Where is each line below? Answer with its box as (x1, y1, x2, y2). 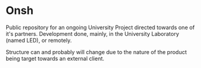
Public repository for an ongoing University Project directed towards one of (5, 24, 195, 31)
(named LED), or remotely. (5, 36, 72, 44)
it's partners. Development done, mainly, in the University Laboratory (5, 30, 180, 37)
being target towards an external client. (5, 55, 104, 62)
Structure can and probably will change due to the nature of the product (5, 48, 187, 55)
